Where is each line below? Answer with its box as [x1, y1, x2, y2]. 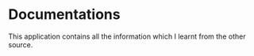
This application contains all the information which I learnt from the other [8, 32, 246, 41]
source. [8, 39, 33, 49]
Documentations [8, 6, 121, 24]
